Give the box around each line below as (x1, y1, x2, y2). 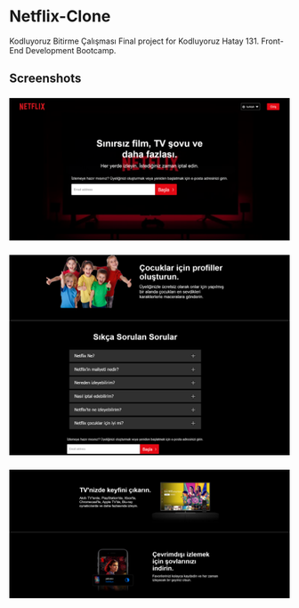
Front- (261, 36, 285, 46)
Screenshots (9, 71, 82, 86)
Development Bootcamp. (25, 45, 117, 55)
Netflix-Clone (9, 6, 111, 27)
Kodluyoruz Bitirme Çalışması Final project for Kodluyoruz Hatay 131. (9, 36, 260, 46)
